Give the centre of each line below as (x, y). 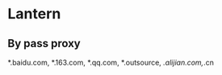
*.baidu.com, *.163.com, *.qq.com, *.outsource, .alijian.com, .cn (111, 62)
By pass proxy (44, 43)
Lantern (34, 14)
